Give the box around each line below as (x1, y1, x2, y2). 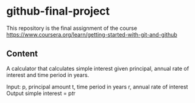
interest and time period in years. (6, 71, 90, 79)
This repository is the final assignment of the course (6, 24, 137, 32)
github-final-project (6, 4, 110, 18)
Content (6, 49, 38, 59)
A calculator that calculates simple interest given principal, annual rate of (6, 65, 190, 72)
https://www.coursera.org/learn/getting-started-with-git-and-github (6, 30, 178, 38)
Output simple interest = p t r (6, 90, 76, 97)
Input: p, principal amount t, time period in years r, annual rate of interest (6, 83, 188, 90)
